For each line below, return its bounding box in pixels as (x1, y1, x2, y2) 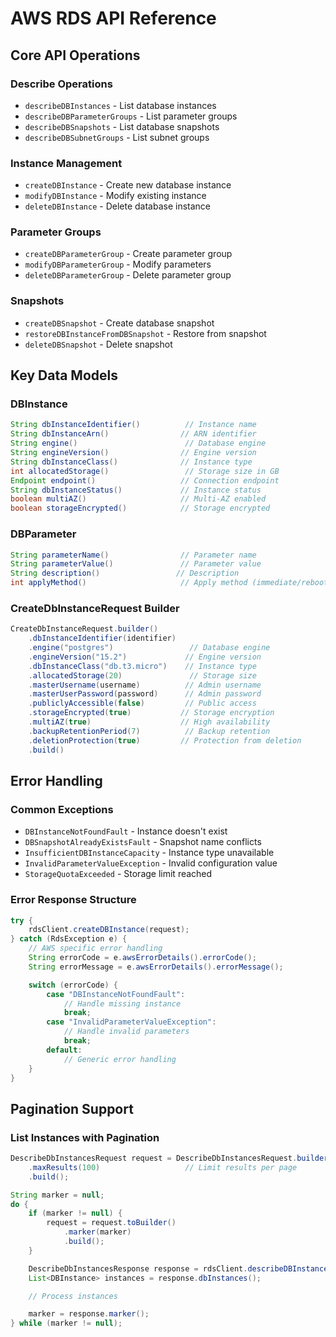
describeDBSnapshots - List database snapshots (24, 120, 220, 132)
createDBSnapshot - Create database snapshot (24, 317, 215, 329)
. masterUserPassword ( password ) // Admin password (28, 689, 262, 699)
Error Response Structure (10, 893, 137, 907)
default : (46, 1045, 83, 1055)
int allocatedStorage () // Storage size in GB (10, 466, 280, 476)
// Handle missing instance (63, 998, 182, 1009)
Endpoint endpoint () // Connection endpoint (10, 475, 280, 486)
